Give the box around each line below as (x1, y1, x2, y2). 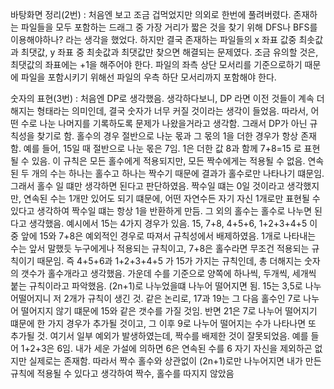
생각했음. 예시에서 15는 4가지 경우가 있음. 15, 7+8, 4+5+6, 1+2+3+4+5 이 (28, 218, 318, 229)
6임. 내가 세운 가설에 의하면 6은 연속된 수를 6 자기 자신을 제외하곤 (56, 343, 313, 354)
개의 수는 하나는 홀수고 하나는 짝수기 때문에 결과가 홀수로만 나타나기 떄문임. (31, 168, 325, 179)
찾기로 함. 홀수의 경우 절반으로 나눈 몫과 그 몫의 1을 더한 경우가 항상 (36, 130, 299, 142)
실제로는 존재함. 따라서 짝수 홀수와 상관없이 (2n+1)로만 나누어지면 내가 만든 (28, 355, 322, 367)
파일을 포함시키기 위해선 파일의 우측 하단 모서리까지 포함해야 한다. (20, 71, 277, 83)
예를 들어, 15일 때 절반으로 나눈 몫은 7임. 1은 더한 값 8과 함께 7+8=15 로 (23, 143, 302, 154)
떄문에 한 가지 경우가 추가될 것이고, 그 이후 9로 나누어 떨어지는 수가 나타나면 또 (10, 318, 317, 329)
